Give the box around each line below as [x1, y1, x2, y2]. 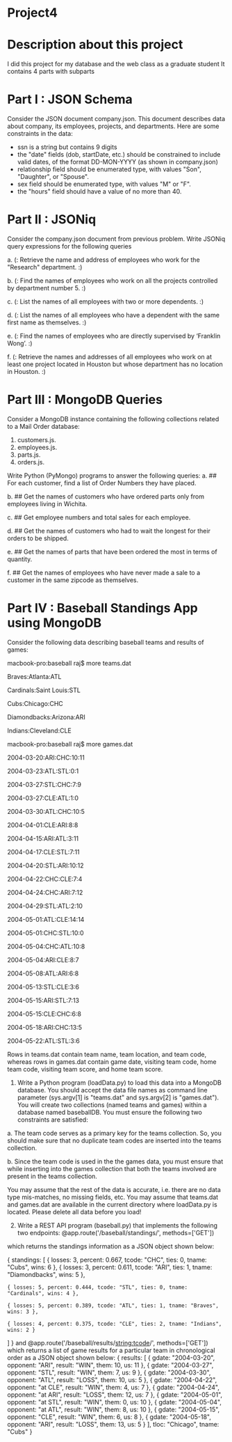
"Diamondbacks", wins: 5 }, [7, 1270, 85, 1278]
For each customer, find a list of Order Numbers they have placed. [7, 478, 197, 487]
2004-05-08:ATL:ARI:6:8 [7, 969, 79, 978]
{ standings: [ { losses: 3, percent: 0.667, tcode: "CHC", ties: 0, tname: [7, 1255, 207, 1264]
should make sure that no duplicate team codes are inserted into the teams [7, 1136, 222, 1145]
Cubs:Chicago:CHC [7, 699, 64, 707]
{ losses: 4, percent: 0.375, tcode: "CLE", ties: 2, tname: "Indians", [7, 1320, 222, 1327]
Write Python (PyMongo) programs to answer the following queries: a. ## [7, 471, 217, 480]
